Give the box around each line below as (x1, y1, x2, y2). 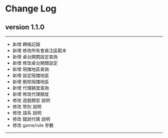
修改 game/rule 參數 (12, 123, 54, 128)
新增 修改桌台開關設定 (12, 60, 58, 66)
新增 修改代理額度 (12, 91, 49, 97)
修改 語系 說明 (12, 110, 41, 116)
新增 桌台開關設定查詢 (12, 54, 58, 60)
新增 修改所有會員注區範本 (12, 48, 66, 53)
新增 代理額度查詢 (12, 85, 49, 91)
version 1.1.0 (5, 23, 45, 31)
